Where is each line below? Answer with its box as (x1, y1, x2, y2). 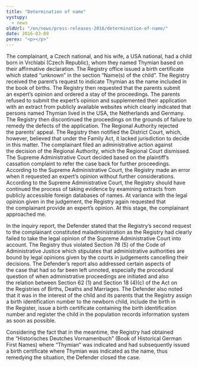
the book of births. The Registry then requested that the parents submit (6, 84, 181, 91)
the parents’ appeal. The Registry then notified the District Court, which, (6, 128, 182, 136)
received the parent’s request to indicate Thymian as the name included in (6, 78, 187, 85)
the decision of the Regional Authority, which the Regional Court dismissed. (6, 148, 191, 155)
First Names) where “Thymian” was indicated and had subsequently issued (6, 341, 190, 348)
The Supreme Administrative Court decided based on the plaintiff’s (6, 154, 169, 161)
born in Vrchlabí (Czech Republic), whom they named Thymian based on (6, 59, 184, 66)
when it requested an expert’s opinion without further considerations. (6, 173, 175, 180)
